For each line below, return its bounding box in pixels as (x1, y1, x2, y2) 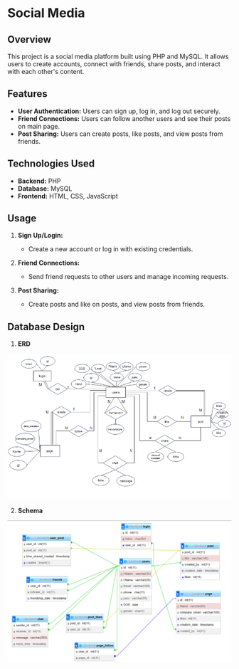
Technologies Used (7, 158, 95, 170)
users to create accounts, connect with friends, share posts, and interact (7, 60, 221, 68)
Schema (17, 507, 43, 515)
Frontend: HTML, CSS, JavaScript (17, 191, 119, 200)
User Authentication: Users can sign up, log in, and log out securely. (17, 107, 221, 115)
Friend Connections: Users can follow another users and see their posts (17, 114, 231, 122)
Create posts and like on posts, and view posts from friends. (28, 300, 205, 309)
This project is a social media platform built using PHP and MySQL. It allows (7, 52, 229, 60)
